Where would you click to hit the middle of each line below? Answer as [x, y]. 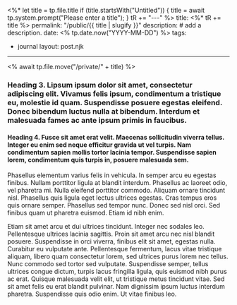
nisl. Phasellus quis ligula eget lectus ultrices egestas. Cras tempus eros [112, 198]
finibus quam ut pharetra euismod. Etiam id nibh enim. [86, 213]
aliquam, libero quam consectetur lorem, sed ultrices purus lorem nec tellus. [118, 256]
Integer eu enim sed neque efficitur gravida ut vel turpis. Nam [99, 145]
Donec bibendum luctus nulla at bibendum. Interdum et [103, 111]
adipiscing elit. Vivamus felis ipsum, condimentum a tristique [114, 93]
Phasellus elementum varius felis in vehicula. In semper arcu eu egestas [112, 175]
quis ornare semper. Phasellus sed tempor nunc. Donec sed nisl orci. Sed [114, 205]
